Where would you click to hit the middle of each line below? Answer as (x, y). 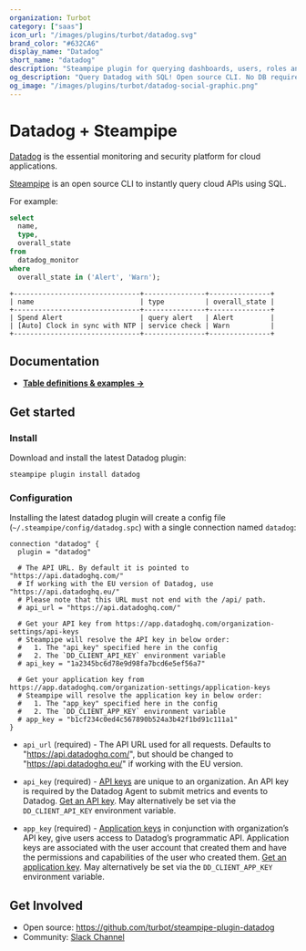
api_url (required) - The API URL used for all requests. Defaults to (147, 745)
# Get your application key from (81, 680)
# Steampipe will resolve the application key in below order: (140, 696)
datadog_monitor (48, 260)
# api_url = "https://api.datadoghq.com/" (99, 608)
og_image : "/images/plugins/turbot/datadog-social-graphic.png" (134, 86)
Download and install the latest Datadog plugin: (98, 458)
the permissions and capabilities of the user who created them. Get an (154, 857)
